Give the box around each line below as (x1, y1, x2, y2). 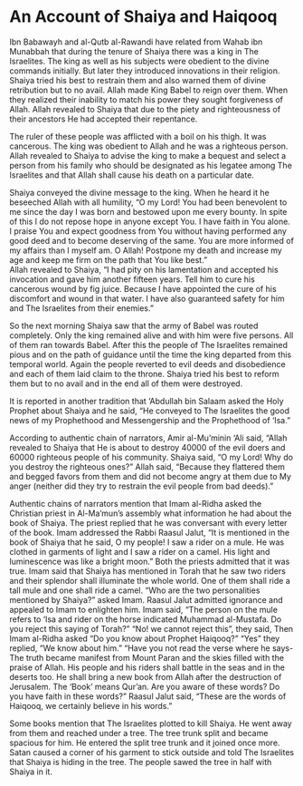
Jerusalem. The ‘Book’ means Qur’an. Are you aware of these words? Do (9, 681, 280, 692)
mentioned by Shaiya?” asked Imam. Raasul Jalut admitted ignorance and (9, 594, 283, 605)
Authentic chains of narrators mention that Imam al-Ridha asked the (9, 498, 262, 509)
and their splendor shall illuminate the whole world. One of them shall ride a (9, 575, 291, 586)
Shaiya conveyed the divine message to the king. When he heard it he (9, 187, 270, 198)
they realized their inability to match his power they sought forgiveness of (9, 93, 283, 105)
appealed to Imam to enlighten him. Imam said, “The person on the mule (9, 604, 279, 615)
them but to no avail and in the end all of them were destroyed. (9, 378, 243, 389)
